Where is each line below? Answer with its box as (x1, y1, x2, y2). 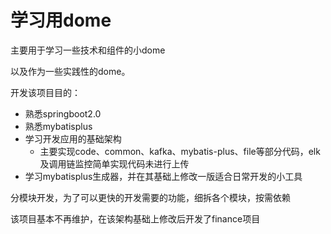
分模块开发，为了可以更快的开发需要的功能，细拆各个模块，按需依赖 (10, 191, 291, 203)
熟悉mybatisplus (24, 120, 93, 132)
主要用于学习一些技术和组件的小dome (10, 44, 166, 56)
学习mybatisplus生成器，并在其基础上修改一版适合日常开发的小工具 (24, 170, 303, 182)
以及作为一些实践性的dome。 (10, 65, 131, 77)
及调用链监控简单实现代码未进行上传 (39, 157, 190, 170)
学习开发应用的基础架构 (24, 132, 122, 145)
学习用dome (10, 9, 112, 32)
